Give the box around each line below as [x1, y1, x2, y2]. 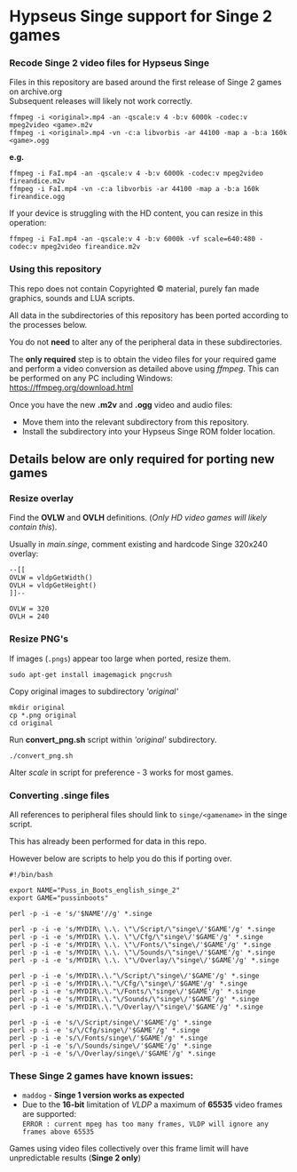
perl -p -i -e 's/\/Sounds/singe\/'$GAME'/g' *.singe [9, 1041, 213, 1050]
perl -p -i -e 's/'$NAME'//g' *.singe [9, 909, 152, 919]
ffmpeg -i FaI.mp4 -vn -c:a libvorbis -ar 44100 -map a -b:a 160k [9, 185, 260, 194]
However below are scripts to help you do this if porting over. [9, 853, 232, 864]
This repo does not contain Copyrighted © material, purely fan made [9, 283, 260, 294]
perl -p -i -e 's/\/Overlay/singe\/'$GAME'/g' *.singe [9, 1049, 216, 1058]
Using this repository [9, 263, 102, 275]
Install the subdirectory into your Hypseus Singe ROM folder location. [21, 426, 276, 436]
